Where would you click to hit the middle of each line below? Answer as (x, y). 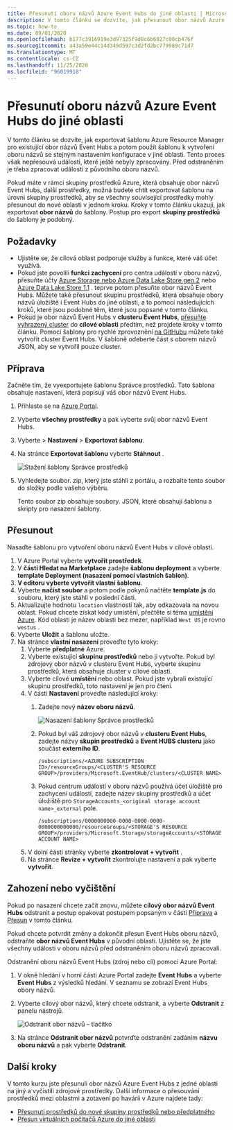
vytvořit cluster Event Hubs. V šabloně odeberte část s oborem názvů (116, 339)
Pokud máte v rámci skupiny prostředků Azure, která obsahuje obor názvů (113, 183)
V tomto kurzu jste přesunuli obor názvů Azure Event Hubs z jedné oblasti (113, 1084)
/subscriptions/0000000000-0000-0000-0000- (102, 821)
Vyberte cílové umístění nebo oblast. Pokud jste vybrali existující (120, 678)
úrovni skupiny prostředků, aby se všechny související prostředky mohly (110, 198)
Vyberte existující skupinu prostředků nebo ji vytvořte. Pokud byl (121, 656)
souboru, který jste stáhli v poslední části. (77, 597)
